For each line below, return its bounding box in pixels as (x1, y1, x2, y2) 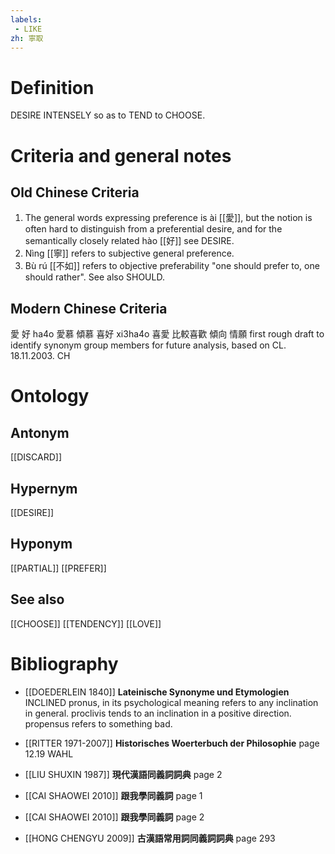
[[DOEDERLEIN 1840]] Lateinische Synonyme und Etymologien (24, 686, 290, 698)
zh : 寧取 (10, 33, 44, 43)
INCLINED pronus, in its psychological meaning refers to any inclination (24, 696, 319, 708)
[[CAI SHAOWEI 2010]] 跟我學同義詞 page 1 (24, 789, 203, 801)
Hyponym (10, 536, 73, 553)
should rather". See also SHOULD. (24, 271, 165, 283)
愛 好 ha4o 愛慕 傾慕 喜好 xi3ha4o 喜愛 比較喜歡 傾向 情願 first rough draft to (10, 328, 325, 340)
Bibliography (10, 652, 119, 675)
